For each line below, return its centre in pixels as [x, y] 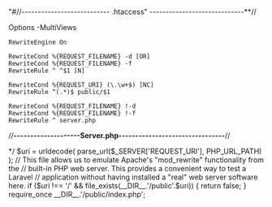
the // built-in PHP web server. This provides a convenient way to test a [127, 168]
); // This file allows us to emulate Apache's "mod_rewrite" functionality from [136, 160]
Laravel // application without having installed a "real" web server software [133, 177]
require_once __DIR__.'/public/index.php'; [77, 194]
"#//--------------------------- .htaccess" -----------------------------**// [133, 12]
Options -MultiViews [43, 27]
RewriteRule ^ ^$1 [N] [47, 71]
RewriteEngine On [38, 42]
